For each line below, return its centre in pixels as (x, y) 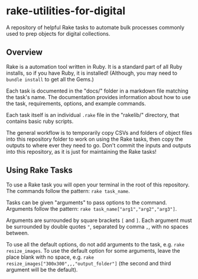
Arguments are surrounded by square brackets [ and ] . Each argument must (99, 220)
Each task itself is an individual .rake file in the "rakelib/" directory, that (93, 115)
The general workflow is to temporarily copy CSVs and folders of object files (99, 132)
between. (18, 233)
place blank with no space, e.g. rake (50, 257)
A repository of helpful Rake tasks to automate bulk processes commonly (95, 27)
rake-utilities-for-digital (66, 11)
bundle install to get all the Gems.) (50, 79)
